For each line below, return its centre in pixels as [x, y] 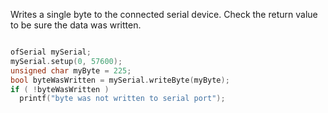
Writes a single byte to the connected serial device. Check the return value [164, 14]
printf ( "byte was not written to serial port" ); [122, 99]
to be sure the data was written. [76, 25]
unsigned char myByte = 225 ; [71, 70]
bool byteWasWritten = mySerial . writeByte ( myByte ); [120, 80]
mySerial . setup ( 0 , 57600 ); [66, 61]
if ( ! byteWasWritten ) [60, 89]
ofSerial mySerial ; [51, 52]
